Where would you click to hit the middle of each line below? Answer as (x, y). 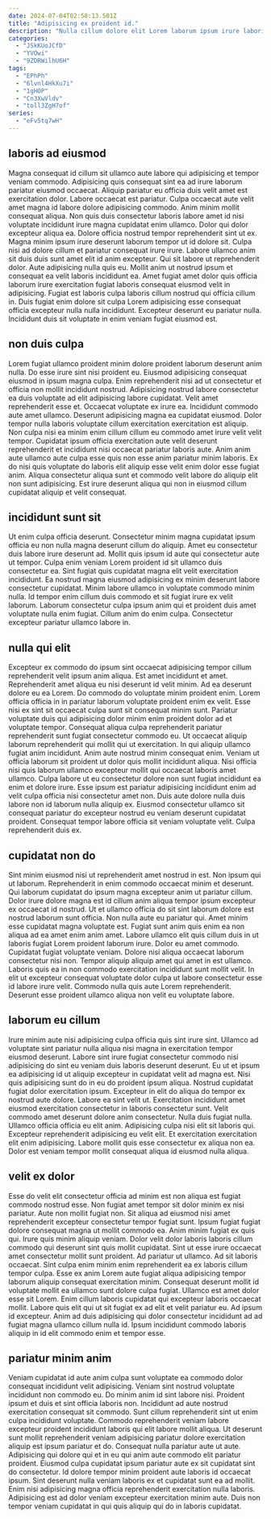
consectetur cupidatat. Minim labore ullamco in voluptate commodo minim (132, 588)
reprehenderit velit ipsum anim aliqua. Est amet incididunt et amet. (118, 676)
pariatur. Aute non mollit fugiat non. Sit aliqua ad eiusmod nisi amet (120, 1213)
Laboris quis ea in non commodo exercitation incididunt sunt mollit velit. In (131, 969)
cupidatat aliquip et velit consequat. (68, 492)
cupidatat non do (52, 855)
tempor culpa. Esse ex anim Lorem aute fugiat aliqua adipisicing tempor (127, 1273)
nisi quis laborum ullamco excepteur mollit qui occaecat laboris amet (122, 770)
